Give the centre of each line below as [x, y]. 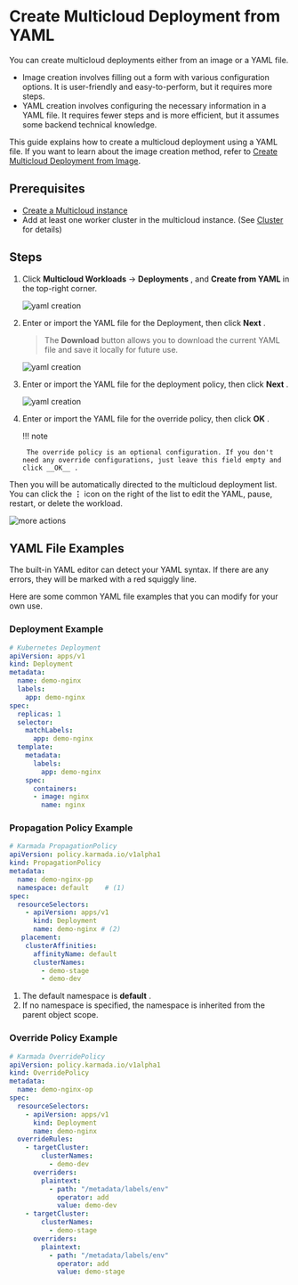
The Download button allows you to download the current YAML [162, 340]
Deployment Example [56, 629]
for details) [42, 229]
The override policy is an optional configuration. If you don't [150, 452]
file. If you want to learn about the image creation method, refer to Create [144, 151]
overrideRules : [45, 1139]
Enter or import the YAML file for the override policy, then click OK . [145, 418]
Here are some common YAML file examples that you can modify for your [144, 597]
